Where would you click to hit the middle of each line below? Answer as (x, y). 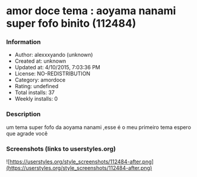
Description (23, 114)
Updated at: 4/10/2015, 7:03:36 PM (58, 67)
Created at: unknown (40, 61)
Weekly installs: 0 (36, 99)
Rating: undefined (36, 86)
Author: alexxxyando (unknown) (54, 55)
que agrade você (27, 133)
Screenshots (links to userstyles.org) (61, 149)
